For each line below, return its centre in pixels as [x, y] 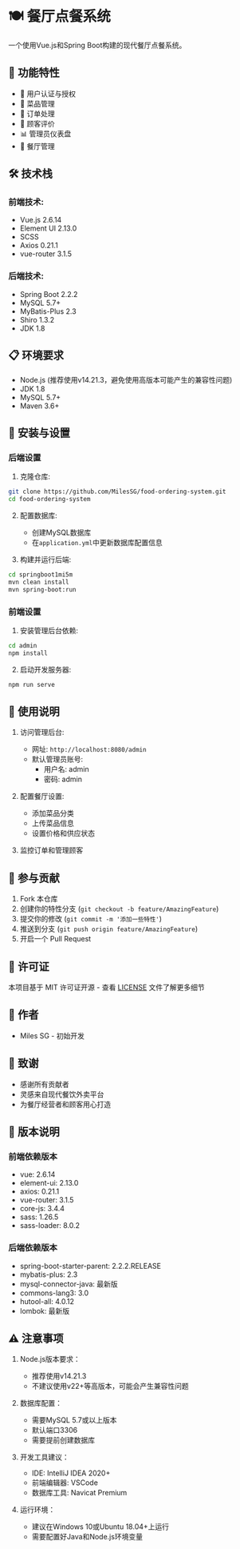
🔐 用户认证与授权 [47, 94]
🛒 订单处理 [37, 114]
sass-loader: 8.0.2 [50, 1226]
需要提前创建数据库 [63, 1440]
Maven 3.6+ [39, 406]
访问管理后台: [42, 732]
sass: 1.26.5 [39, 1217]
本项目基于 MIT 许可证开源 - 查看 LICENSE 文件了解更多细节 [106, 987]
